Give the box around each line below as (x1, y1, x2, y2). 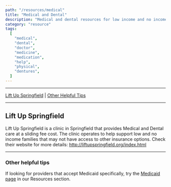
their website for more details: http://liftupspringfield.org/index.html (5, 141, 147, 147)
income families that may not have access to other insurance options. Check (5, 136, 166, 142)
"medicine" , (14, 50, 40, 55)
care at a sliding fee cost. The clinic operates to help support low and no (5, 131, 157, 137)
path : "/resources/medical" (5, 7, 65, 13)
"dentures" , (14, 69, 40, 74)
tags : (5, 26, 17, 32)
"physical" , (14, 64, 40, 69)
